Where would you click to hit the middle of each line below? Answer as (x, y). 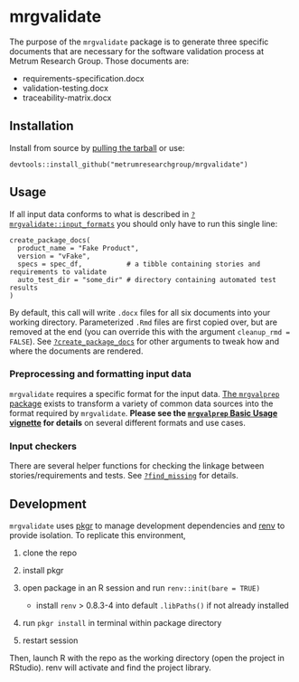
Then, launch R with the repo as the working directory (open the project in (147, 658)
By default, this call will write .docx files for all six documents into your (140, 312)
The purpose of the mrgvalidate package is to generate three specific (139, 42)
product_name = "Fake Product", (79, 248)
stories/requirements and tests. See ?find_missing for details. (124, 476)
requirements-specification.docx (83, 78)
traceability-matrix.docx (67, 98)
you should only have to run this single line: (197, 223)
